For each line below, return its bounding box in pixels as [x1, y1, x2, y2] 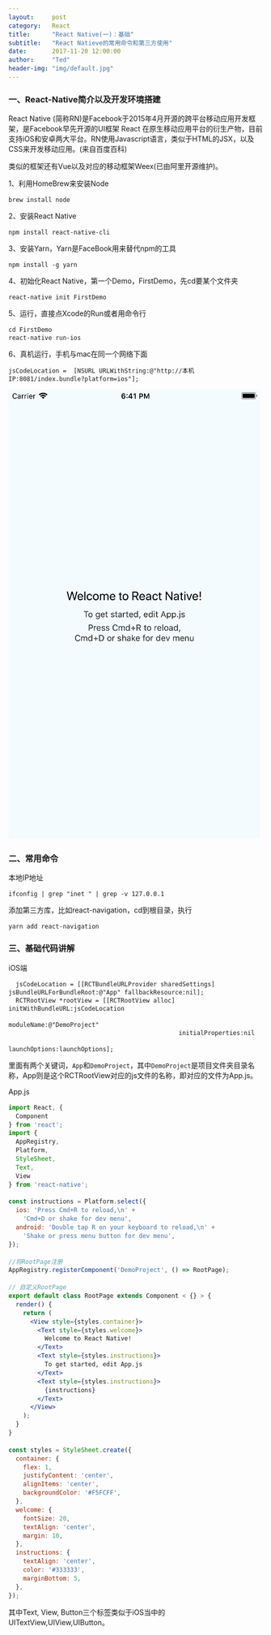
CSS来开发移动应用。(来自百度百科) [8, 145, 128, 154]
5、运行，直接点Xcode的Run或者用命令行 [8, 308, 147, 318]
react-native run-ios [8, 334, 82, 343]
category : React [8, 21, 70, 30]
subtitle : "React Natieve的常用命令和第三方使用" [8, 39, 173, 47]
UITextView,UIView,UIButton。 [8, 1617, 109, 1627]
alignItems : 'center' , [23, 1480, 100, 1489]
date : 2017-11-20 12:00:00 [8, 47, 121, 56]
